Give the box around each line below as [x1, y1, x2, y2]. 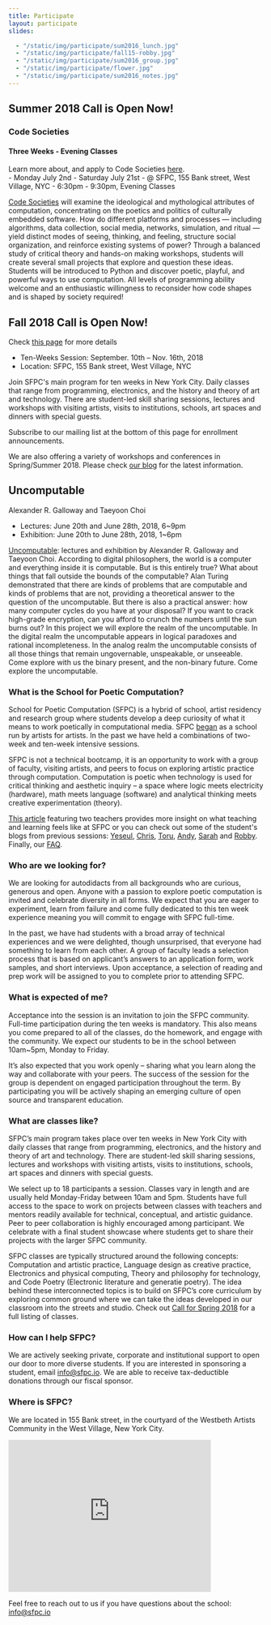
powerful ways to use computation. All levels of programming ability [8, 275, 235, 285]
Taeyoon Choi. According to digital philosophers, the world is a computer [8, 553, 252, 564]
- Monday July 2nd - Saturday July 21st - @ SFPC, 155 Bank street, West [8, 173, 251, 183]
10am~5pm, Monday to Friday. [8, 1044, 110, 1055]
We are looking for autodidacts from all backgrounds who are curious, [8, 878, 241, 888]
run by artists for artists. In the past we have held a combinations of [8, 731, 234, 741]
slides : [8, 27, 35, 35]
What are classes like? [8, 1115, 99, 1126]
